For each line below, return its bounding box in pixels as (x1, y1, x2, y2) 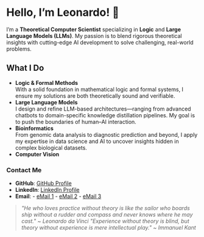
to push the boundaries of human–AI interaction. (15, 118, 137, 125)
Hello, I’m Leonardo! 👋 (6, 5, 120, 20)
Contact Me (6, 166, 42, 174)
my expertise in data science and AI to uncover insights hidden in (15, 137, 179, 145)
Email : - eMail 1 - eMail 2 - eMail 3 (15, 192, 102, 200)
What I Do (6, 63, 44, 73)
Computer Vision (15, 150, 60, 158)
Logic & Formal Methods (15, 79, 78, 86)
